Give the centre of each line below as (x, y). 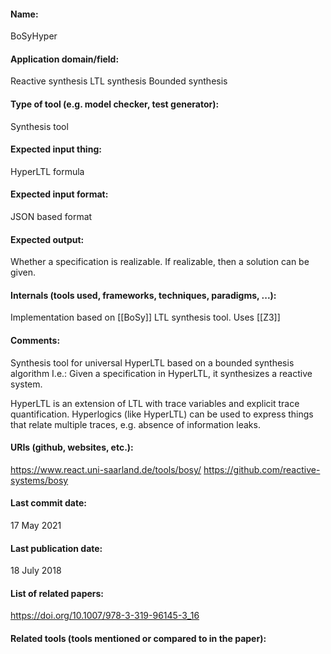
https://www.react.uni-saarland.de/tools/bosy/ (106, 469)
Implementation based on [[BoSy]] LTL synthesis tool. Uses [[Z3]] (145, 317)
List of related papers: (57, 593)
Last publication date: (56, 548)
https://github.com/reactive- (262, 469)
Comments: (35, 341)
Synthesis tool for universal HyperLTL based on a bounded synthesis (152, 362)
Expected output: (47, 239)
